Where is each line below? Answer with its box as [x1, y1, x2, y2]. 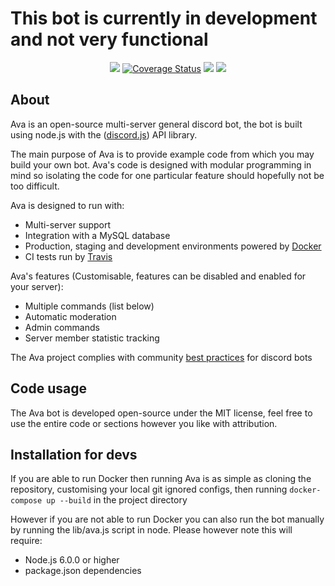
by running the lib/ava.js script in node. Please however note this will [10, 524, 293, 536]
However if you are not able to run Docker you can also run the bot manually [10, 513, 325, 526]
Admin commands [24, 321, 100, 333]
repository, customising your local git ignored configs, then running [10, 483, 288, 496]
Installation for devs [10, 446, 138, 463]
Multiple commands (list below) [24, 300, 155, 312]
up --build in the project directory [46, 494, 188, 506]
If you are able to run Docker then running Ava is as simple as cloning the [10, 473, 312, 485]
